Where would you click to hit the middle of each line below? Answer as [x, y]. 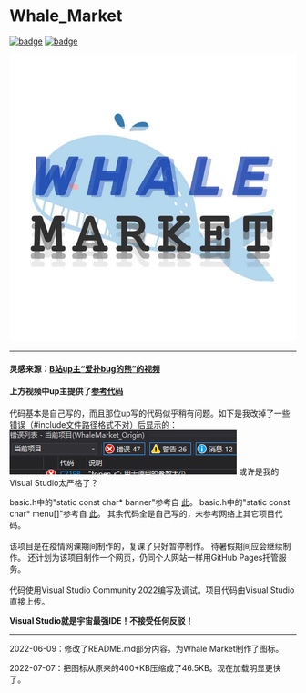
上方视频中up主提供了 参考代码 [66, 391]
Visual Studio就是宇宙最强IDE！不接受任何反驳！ [102, 620]
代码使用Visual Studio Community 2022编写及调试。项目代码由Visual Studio [152, 590]
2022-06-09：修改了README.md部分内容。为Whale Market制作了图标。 [147, 648]
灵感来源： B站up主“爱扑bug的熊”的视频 [85, 368]
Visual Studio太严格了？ [54, 482]
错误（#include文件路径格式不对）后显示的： [93, 424]
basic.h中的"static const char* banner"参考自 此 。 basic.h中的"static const [150, 502]
